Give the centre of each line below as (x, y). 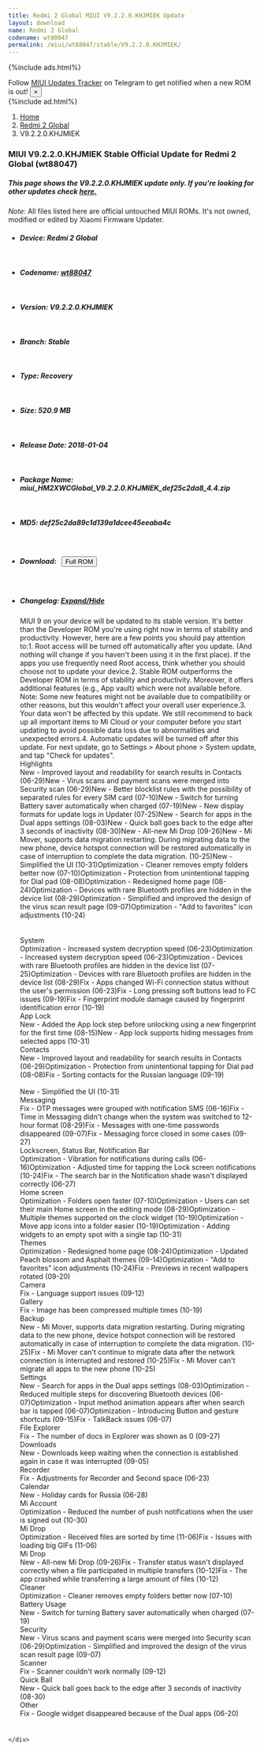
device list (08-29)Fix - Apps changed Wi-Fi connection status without (134, 982)
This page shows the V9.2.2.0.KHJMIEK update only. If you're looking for (131, 183)
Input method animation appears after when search (162, 1402)
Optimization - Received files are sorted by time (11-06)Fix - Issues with (136, 1537)
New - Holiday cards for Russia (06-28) (84, 1495)
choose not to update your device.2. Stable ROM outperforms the (126, 671)
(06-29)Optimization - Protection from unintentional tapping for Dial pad (136, 1066)
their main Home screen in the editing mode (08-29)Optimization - (127, 1209)
